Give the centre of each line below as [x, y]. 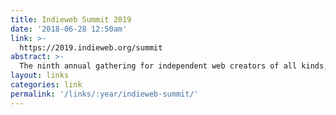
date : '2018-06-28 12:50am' [69, 29]
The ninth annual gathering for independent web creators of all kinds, [174, 66]
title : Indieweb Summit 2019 [71, 19]
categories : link [46, 85]
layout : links [40, 76]
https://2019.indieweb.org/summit [91, 47]
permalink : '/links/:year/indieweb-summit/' [104, 94]
